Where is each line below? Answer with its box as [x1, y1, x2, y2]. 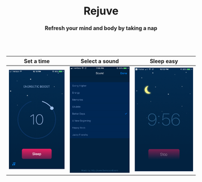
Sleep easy [149, 57, 179, 64]
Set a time [23, 57, 50, 64]
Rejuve [83, 4, 119, 18]
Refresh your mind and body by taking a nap [44, 24, 158, 31]
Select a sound [81, 57, 119, 64]
